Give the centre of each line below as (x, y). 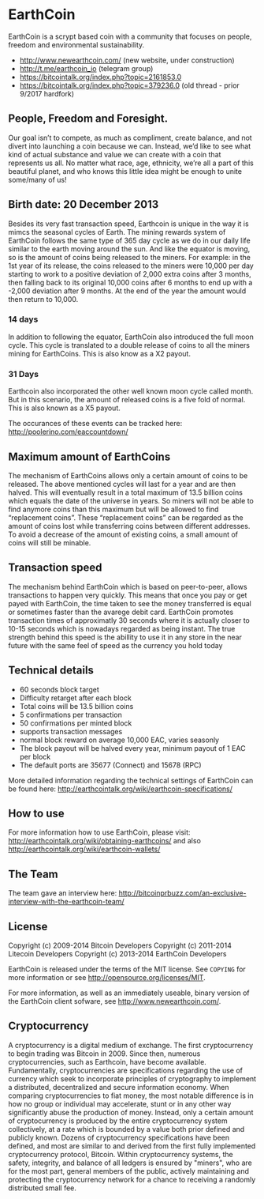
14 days (23, 319)
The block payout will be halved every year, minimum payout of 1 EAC (132, 748)
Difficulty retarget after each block (75, 698)
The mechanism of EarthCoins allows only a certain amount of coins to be (128, 475)
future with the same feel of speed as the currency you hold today (115, 645)
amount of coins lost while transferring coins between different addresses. (129, 526)
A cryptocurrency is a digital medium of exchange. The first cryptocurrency (131, 1045)
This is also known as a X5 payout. (64, 408)
